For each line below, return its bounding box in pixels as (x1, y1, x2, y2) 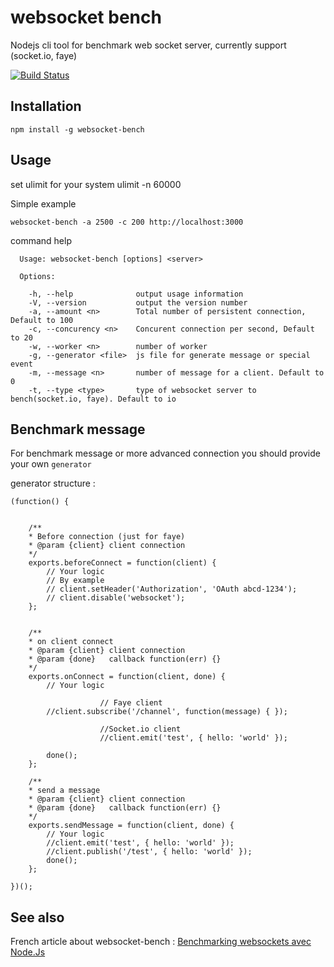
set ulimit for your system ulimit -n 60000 (10, 178, 182, 190)
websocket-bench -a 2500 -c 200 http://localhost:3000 (10, 217, 244, 227)
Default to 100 (10, 315, 74, 325)
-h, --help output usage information (28, 289, 244, 299)
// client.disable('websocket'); (46, 593, 186, 603)
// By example (46, 576, 105, 586)
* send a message (28, 786, 101, 796)
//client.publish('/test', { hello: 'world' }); (46, 847, 253, 857)
